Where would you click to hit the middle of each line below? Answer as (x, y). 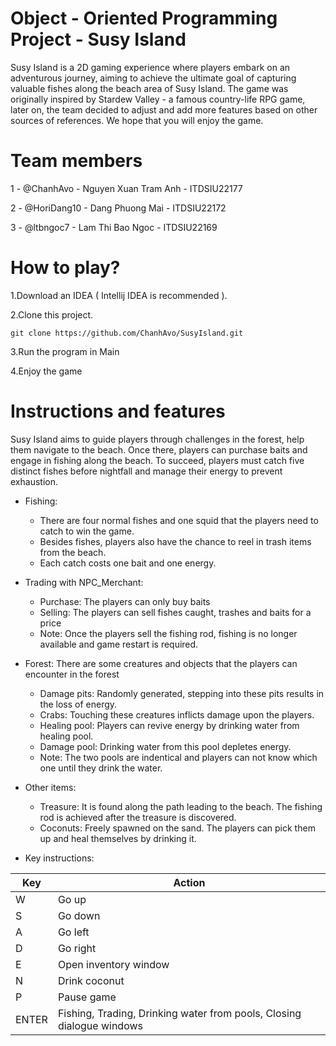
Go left (73, 932)
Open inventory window (113, 964)
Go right (77, 948)
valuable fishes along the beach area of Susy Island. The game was (149, 88)
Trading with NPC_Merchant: (84, 582)
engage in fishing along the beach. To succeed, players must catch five (157, 460)
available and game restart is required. (119, 644)
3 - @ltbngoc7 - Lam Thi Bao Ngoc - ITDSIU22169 (114, 227)
